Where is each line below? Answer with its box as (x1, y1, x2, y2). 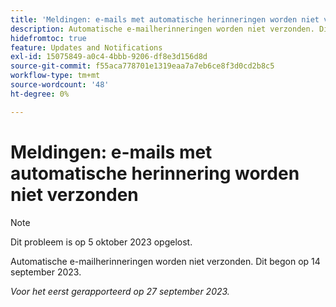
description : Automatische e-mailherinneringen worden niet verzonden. (10, 24, 315, 34)
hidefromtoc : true (10, 33, 87, 43)
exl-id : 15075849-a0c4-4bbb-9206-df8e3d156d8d (10, 52, 208, 62)
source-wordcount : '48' (10, 80, 110, 90)
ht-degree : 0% (10, 89, 70, 99)
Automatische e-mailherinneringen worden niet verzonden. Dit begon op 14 (10, 255, 321, 267)
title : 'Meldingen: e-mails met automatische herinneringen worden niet (10, 14, 320, 25)
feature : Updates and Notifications (10, 42, 163, 53)
